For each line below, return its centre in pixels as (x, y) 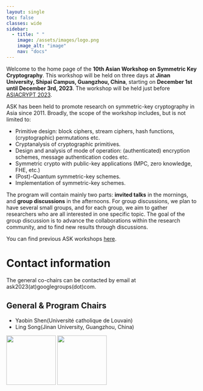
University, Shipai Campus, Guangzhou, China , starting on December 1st (99, 81)
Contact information (58, 263)
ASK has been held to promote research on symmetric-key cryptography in (100, 106)
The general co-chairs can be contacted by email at (71, 280)
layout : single (26, 12)
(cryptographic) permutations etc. (57, 137)
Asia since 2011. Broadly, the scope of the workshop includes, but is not (96, 112)
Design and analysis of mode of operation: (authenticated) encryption (102, 150)
